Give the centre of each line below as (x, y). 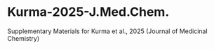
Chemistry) (24, 38)
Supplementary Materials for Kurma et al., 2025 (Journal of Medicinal (108, 31)
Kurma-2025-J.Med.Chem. (88, 12)
